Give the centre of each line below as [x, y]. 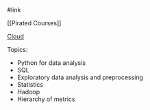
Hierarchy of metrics [46, 99]
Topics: [17, 50]
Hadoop [28, 92]
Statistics [30, 84]
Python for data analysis [51, 63]
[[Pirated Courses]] [34, 23]
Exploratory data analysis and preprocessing [80, 77]
